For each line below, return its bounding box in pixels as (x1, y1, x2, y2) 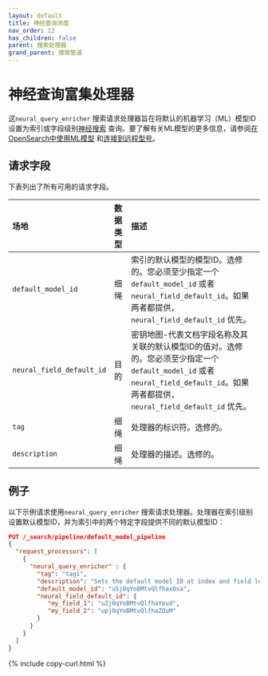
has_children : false (8, 34, 77, 42)
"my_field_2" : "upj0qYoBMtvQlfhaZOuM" (47, 607, 177, 615)
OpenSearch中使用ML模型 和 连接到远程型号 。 (8, 133, 160, 143)
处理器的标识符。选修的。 (131, 421, 227, 433)
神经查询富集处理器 (8, 85, 135, 104)
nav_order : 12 (8, 26, 56, 34)
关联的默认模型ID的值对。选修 (131, 341, 243, 352)
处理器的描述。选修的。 (131, 449, 219, 460)
